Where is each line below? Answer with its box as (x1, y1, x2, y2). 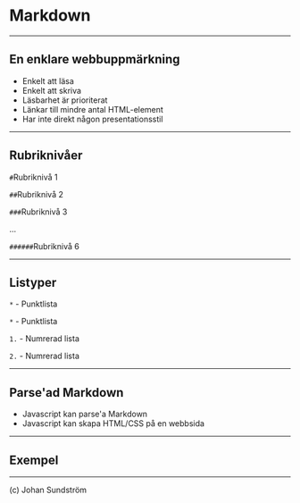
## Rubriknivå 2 (9, 189, 64, 199)
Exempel (9, 452, 59, 467)
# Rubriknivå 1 (9, 172, 58, 182)
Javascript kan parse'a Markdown (21, 408, 148, 420)
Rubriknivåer (9, 148, 83, 163)
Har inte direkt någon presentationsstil (21, 113, 163, 124)
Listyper (9, 274, 57, 290)
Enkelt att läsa (21, 75, 74, 86)
